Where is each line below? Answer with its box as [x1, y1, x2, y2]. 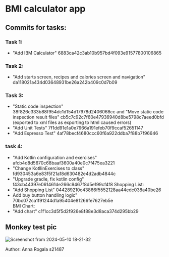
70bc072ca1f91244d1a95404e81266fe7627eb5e [12, 197, 114, 203]
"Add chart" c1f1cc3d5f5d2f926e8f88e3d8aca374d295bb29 [12, 208, 139, 214]
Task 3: [5, 92, 24, 99]
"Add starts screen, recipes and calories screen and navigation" [12, 74, 145, 80]
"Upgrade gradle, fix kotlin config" [12, 176, 84, 182]
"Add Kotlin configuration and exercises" [12, 154, 97, 160]
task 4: [5, 143, 23, 150]
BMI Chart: [12, 203, 35, 209]
